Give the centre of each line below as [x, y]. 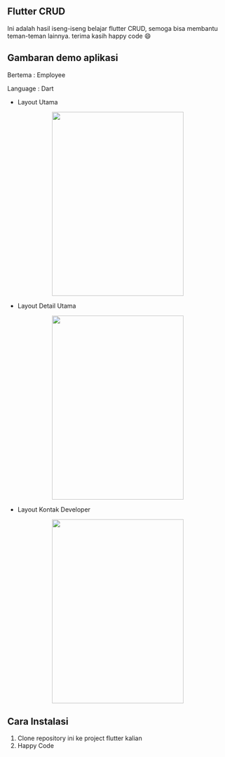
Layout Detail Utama [47, 306]
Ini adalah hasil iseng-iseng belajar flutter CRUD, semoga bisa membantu [113, 28]
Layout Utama [37, 102]
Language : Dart [30, 88]
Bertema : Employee [36, 75]
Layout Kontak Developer [54, 509]
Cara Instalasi [38, 722]
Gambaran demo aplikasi [63, 58]
